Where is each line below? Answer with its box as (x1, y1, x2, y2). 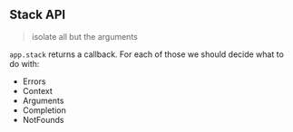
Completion (22, 104, 66, 116)
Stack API (9, 7, 66, 23)
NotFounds (22, 114, 64, 125)
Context (22, 85, 53, 96)
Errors (22, 76, 46, 87)
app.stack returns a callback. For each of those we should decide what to (9, 49, 284, 60)
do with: (9, 58, 40, 69)
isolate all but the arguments (31, 31, 138, 42)
